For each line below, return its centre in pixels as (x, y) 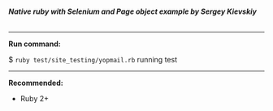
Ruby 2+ (34, 99)
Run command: (35, 44)
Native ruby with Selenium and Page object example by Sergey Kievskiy (133, 11)
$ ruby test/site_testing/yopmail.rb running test (93, 60)
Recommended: (36, 83)
